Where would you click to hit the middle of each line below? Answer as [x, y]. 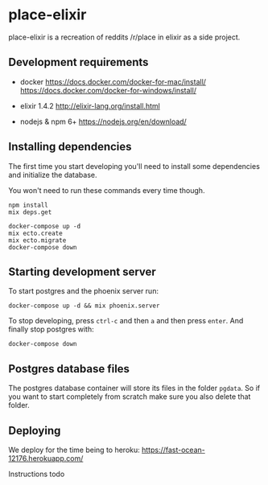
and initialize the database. [53, 175]
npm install [28, 205]
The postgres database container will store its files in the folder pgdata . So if [134, 388]
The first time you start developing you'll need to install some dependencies [134, 166]
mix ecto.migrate [37, 240]
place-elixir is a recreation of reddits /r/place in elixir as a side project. [124, 37]
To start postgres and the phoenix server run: [84, 291]
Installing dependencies [70, 147]
